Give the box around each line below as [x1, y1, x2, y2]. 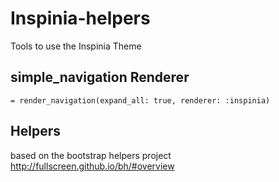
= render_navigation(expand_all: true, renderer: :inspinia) [10, 95, 271, 106]
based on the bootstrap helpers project [10, 149, 172, 161]
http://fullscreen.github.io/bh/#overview [10, 160, 175, 172]
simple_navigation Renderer [10, 69, 190, 86]
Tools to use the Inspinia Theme [10, 40, 142, 52]
